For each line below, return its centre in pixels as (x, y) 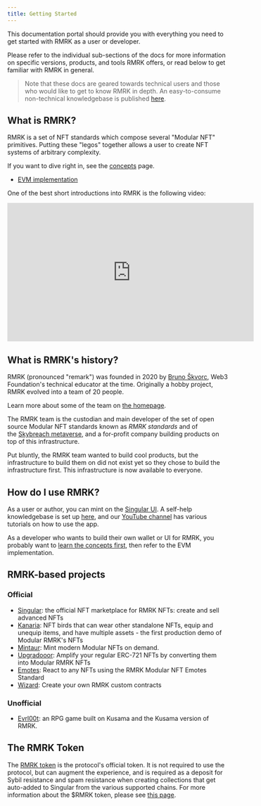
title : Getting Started (42, 14)
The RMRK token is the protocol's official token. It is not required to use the (116, 765)
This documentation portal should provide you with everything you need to (115, 34)
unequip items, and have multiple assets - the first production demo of (120, 632)
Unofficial (25, 703)
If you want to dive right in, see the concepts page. (81, 166)
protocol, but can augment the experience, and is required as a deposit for (115, 772)
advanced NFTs (40, 618)
